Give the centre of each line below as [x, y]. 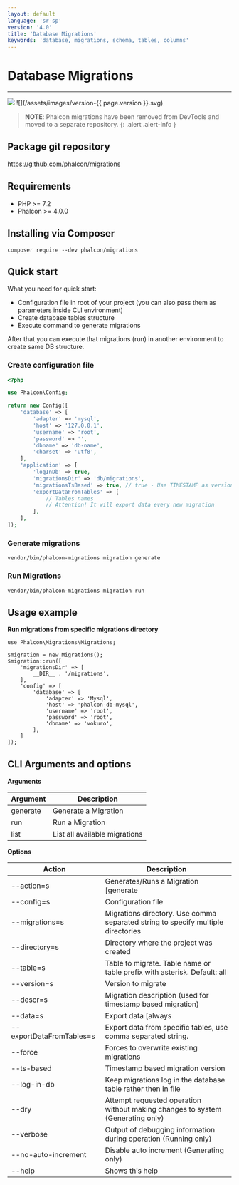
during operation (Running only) [158, 1139]
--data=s [27, 1016]
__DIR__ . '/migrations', [71, 674]
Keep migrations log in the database [165, 1080]
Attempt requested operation [153, 1100]
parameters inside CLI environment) [70, 310]
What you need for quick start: [52, 289]
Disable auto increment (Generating [164, 1150]
